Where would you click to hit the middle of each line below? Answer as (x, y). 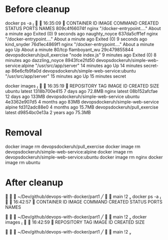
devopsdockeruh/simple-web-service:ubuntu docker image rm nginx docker (84, 157)
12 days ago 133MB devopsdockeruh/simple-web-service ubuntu (72, 96)
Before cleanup (37, 9)
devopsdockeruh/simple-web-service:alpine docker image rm (69, 151)
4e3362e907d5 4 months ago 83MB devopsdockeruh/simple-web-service (82, 101)
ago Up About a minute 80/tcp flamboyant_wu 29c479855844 (69, 49)
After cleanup (34, 183)
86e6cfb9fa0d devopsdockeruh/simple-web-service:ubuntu (74, 70)
